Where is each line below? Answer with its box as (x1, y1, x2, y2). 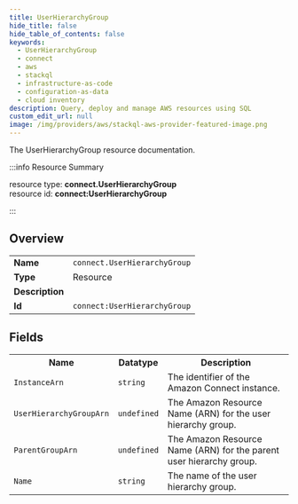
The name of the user (167, 469, 257, 482)
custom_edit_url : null (9, 112, 93, 121)
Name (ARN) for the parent (167, 444, 279, 456)
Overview (9, 232, 65, 247)
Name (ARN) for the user (167, 407, 271, 420)
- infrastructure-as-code (17, 79, 114, 88)
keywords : (9, 37, 46, 47)
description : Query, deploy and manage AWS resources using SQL (9, 104, 252, 113)
